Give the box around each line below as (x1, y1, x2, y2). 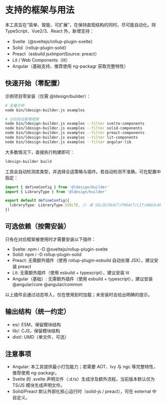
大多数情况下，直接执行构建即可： (5, 149, 75, 155)
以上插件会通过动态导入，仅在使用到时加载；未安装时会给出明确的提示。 (5, 291, 152, 297)
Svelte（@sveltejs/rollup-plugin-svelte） (12, 38, 95, 45)
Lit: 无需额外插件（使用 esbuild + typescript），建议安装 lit (12, 270, 129, 275)
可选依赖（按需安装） (5, 222, 70, 230)
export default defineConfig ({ (5, 198, 70, 203)
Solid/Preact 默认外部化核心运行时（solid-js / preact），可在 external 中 (12, 389, 157, 395)
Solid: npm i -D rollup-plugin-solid (12, 251, 82, 257)
